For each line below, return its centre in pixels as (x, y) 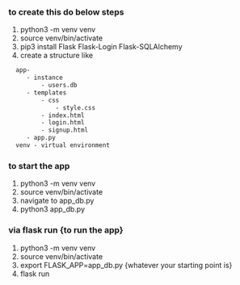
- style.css (75, 107)
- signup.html (65, 130)
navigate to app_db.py (57, 201)
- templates (46, 92)
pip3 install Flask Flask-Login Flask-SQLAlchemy (101, 47)
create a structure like (57, 56)
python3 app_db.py (53, 209)
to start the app (39, 166)
